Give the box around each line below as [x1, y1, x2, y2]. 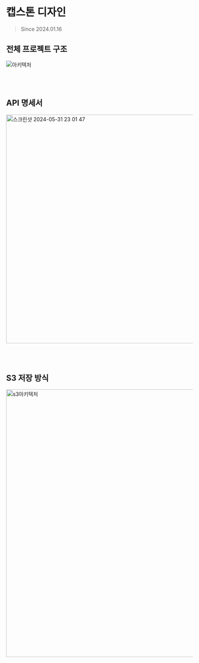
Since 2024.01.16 [20, 25, 62, 33]
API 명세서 [6, 98, 43, 108]
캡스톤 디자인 [6, 5, 66, 19]
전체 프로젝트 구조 [6, 44, 68, 54]
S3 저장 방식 [6, 372, 49, 383]
